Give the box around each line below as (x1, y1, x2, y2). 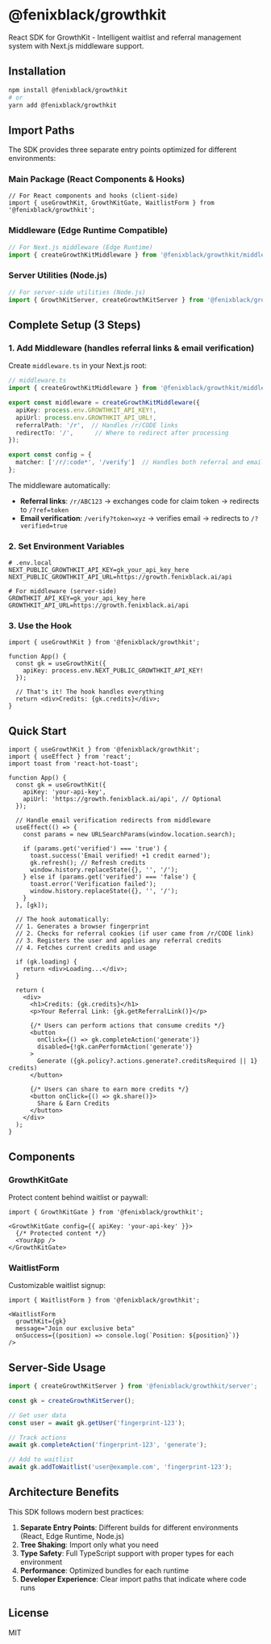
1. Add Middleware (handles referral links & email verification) (8, 342, 255, 354)
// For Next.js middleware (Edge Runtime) (8, 243, 153, 252)
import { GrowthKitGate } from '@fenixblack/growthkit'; (8, 1208, 204, 1216)
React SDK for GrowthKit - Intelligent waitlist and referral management (8, 32, 242, 42)
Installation (8, 65, 66, 78)
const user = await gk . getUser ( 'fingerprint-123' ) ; (8, 1418, 186, 1427)
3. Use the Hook (8, 621, 73, 632)
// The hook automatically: (15, 916, 110, 924)
